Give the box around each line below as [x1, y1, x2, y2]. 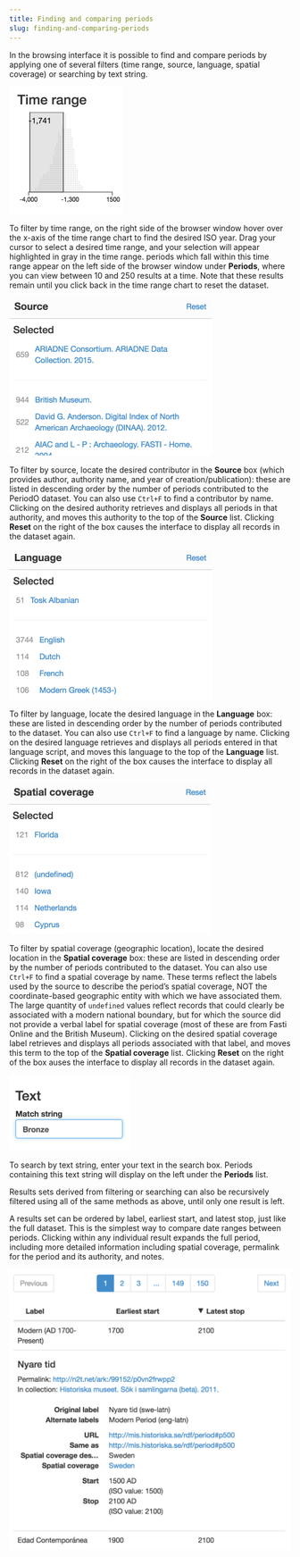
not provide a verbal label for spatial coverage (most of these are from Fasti [9, 1018, 287, 1029]
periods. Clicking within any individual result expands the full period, [9, 1232, 261, 1243]
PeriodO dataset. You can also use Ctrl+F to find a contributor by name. [9, 492, 274, 504]
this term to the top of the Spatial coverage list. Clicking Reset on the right [9, 1047, 284, 1058]
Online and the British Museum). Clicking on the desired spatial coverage [9, 1028, 278, 1039]
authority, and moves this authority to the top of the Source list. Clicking [9, 512, 275, 523]
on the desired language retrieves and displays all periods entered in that [9, 737, 279, 748]
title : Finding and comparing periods [9, 14, 154, 23]
